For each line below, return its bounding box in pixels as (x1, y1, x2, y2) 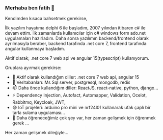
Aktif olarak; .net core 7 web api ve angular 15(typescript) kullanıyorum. (5, 55, 150, 61)
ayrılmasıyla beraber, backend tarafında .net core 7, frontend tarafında (5, 41, 147, 47)
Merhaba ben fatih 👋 (5, 4, 55, 11)
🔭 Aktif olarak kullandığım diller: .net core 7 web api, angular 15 (12, 74, 139, 80)
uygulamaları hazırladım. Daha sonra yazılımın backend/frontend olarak (5, 35, 149, 41)
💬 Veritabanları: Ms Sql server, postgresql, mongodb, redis (12, 79, 131, 85)
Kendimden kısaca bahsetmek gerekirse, (5, 16, 87, 22)
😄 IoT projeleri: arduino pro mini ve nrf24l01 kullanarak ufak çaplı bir (12, 105, 151, 111)
